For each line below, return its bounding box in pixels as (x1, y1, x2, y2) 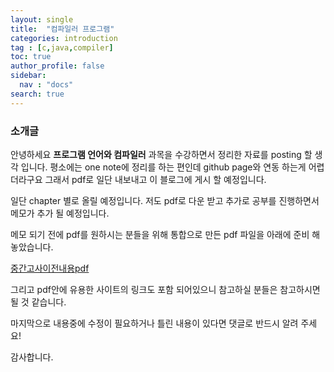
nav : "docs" (19, 80, 74, 90)
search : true (10, 89, 65, 99)
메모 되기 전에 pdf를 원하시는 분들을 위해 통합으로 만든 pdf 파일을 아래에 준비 (10, 228, 310, 240)
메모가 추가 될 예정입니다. (10, 207, 110, 219)
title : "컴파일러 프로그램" (10, 24, 115, 34)
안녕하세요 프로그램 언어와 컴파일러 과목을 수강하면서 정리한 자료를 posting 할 (10, 148, 313, 160)
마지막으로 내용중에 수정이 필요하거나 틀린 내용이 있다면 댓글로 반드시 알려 (10, 317, 299, 329)
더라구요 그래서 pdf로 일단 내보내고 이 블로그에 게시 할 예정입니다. (10, 173, 267, 185)
